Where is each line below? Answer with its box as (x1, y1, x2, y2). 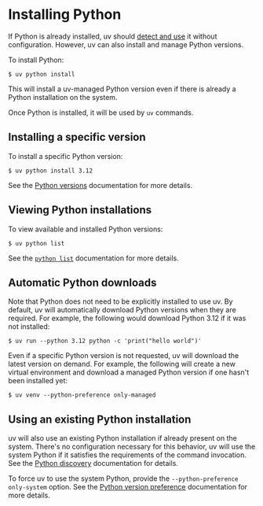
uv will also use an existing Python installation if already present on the (8, 434, 237, 443)
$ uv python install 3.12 (8, 167, 93, 175)
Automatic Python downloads (8, 275, 157, 289)
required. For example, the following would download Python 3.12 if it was (8, 313, 247, 323)
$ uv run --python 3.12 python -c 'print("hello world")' (8, 337, 202, 345)
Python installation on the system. (8, 92, 118, 102)
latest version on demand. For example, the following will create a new (8, 360, 236, 369)
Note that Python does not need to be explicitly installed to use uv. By (8, 297, 233, 306)
